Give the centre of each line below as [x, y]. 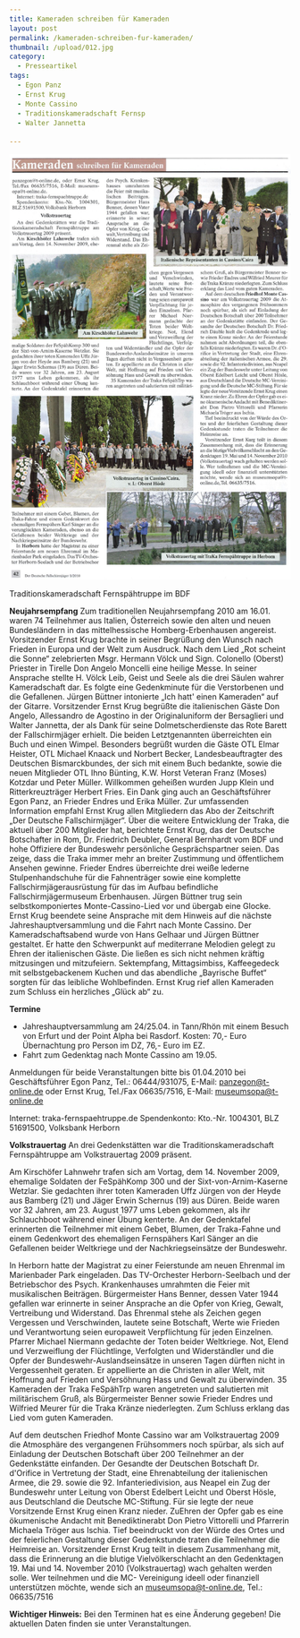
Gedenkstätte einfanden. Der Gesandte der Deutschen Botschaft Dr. [134, 1463]
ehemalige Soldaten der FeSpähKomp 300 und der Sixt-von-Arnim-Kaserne [149, 1181]
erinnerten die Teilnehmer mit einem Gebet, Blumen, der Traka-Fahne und [145, 1229]
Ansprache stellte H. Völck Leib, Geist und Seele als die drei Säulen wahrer [147, 678]
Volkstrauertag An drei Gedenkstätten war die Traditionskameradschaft [142, 1145]
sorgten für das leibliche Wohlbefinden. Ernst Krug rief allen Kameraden [142, 982]
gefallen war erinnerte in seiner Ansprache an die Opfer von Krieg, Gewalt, [146, 1304]
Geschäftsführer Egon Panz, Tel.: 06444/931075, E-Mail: [113, 1082]
